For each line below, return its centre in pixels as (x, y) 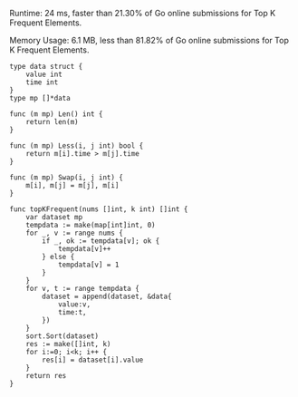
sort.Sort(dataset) (62, 336)
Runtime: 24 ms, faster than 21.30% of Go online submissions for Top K (143, 13)
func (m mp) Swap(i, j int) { (67, 178)
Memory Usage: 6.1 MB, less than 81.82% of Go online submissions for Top (149, 40)
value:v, (74, 305)
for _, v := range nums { (75, 233)
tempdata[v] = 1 (88, 265)
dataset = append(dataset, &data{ (107, 296)
